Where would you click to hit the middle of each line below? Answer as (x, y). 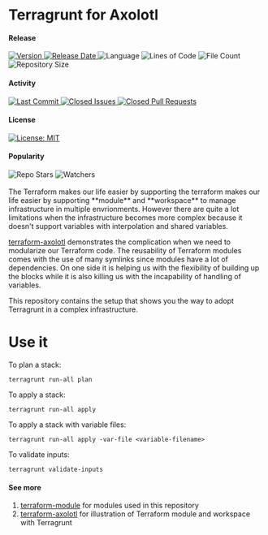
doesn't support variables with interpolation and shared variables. (119, 226)
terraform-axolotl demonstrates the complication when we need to (120, 242)
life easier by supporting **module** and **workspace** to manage (122, 200)
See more (25, 487)
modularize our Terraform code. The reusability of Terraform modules (125, 250)
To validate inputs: (39, 454)
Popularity (26, 157)
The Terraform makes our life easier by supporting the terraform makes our (134, 192)
